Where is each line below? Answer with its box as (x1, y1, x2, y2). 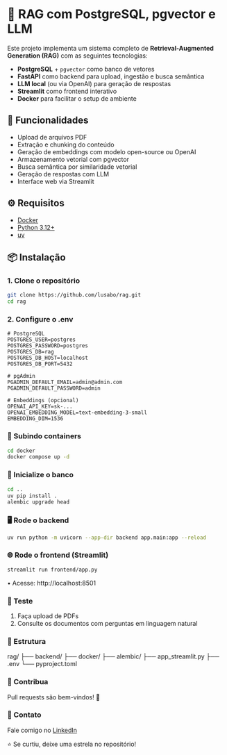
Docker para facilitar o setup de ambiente (17, 94, 137, 103)
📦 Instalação (7, 251, 66, 263)
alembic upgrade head (7, 499, 70, 506)
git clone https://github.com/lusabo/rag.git (7, 292, 141, 299)
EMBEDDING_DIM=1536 (7, 415, 64, 422)
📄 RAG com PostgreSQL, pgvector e (7, 6, 217, 22)
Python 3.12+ (17, 223, 55, 231)
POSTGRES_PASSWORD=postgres (7, 342, 89, 349)
